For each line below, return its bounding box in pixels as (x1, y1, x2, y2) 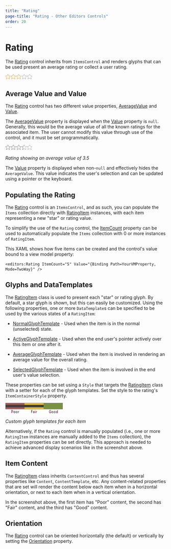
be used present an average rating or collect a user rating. (5, 64, 128, 70)
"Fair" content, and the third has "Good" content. (5, 504, 108, 511)
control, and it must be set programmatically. (5, 134, 100, 141)
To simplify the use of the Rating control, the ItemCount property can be (5, 225, 157, 231)
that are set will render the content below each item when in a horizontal (5, 484, 157, 490)
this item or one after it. (12, 341, 62, 347)
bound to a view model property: (5, 251, 74, 257)
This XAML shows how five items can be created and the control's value (5, 245, 157, 251)
